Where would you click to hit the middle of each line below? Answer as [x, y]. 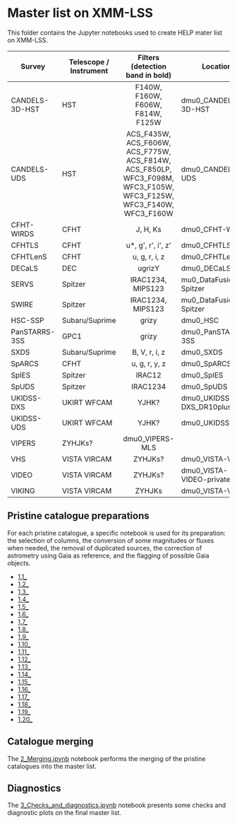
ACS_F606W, [148, 143]
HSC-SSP [28, 320]
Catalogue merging [50, 742]
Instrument [89, 71]
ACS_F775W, [148, 151]
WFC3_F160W [149, 213]
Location [217, 66]
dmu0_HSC [200, 320]
